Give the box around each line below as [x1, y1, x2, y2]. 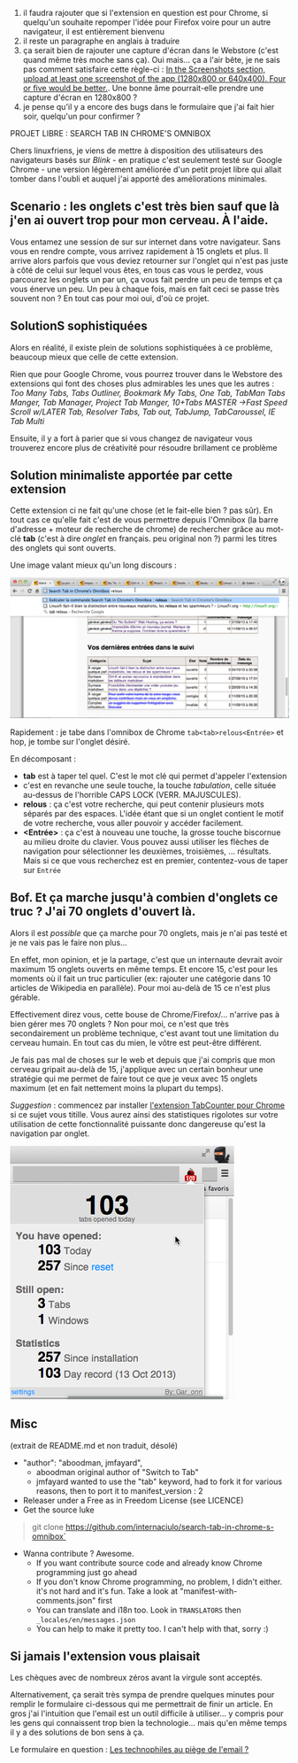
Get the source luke [22, 1504, 96, 1515]
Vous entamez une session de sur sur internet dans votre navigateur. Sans [10, 236, 281, 247]
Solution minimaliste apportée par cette [10, 468, 233, 483]
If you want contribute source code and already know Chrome [35, 1558, 263, 1568]
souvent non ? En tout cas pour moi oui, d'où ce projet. [10, 292, 210, 304]
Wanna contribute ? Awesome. [22, 1548, 134, 1558]
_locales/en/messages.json [35, 1615, 136, 1624]
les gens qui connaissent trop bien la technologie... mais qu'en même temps [10, 1718, 287, 1728]
